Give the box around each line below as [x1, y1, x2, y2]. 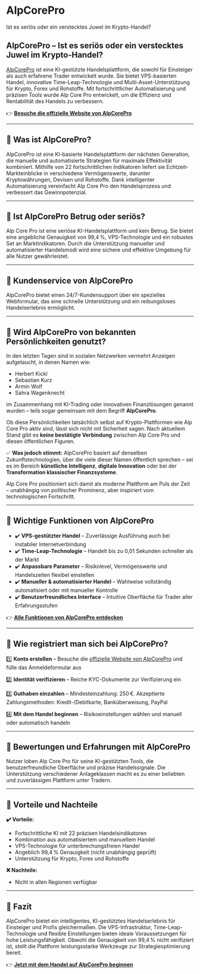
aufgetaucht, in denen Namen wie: [6, 359, 91, 365]
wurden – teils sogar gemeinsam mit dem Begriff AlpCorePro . [6, 407, 158, 414]
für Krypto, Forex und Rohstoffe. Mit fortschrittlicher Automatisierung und [6, 85, 186, 92]
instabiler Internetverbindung [14, 540, 86, 548]
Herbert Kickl [14, 370, 48, 377]
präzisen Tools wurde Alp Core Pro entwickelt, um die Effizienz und [6, 91, 171, 99]
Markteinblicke [6, 170, 43, 177]
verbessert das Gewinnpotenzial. [6, 189, 87, 196]
